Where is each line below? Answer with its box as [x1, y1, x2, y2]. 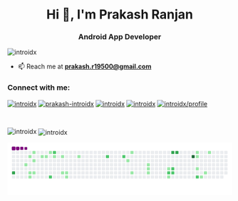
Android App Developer [78, 32, 162, 42]
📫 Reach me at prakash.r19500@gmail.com [17, 62, 152, 71]
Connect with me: [7, 83, 71, 93]
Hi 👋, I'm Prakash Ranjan [46, 6, 194, 23]
